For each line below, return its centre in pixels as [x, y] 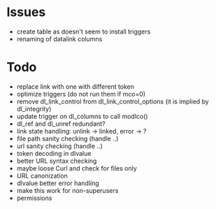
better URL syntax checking [57, 161]
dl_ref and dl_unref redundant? [61, 124]
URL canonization [42, 175]
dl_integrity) [34, 108]
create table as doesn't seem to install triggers [84, 31]
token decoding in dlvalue [54, 153]
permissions [34, 198]
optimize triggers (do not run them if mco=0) [81, 94]
